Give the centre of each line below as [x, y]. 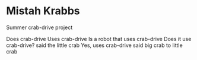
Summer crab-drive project [39, 27]
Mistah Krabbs [43, 11]
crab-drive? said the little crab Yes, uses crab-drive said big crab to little [94, 45]
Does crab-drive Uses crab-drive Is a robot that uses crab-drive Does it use [99, 39]
